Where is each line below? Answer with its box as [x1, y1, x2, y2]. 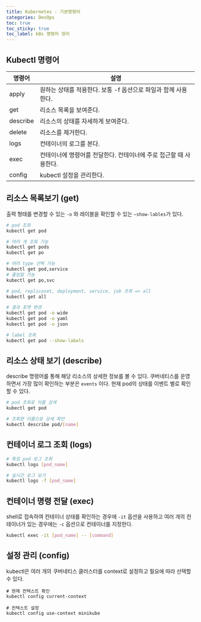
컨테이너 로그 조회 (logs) [6, 440, 92, 450]
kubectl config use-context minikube [6, 610, 100, 616]
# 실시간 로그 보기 [6, 472, 46, 478]
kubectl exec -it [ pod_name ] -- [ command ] [6, 533, 114, 539]
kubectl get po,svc [6, 277, 55, 283]
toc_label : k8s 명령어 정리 [6, 31, 70, 37]
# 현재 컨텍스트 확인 [6, 588, 50, 594]
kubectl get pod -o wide [6, 310, 68, 316]
